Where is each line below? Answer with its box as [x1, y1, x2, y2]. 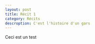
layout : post [5, 7, 32, 12]
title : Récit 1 [5, 12, 36, 17]
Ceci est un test [5, 34, 37, 40]
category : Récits [5, 16, 40, 21]
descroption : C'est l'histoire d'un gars [5, 21, 91, 26]
